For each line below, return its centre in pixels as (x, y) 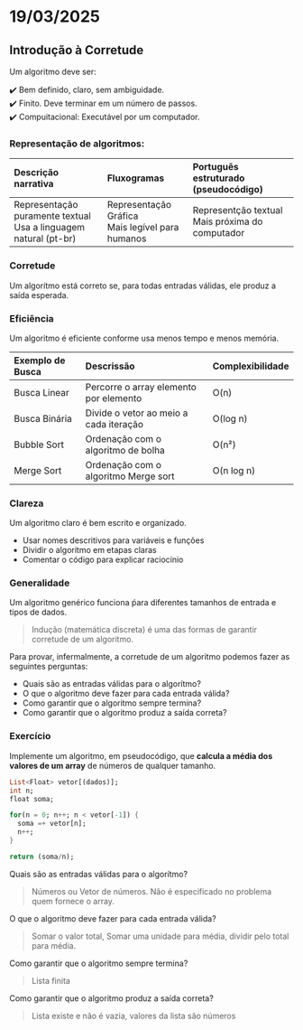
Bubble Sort (39, 445)
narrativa (34, 184)
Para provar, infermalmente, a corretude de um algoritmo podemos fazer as (150, 657)
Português (216, 167)
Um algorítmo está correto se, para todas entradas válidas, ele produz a (143, 286)
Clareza (27, 503)
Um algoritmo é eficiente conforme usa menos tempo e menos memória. (144, 338)
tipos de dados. (38, 613)
